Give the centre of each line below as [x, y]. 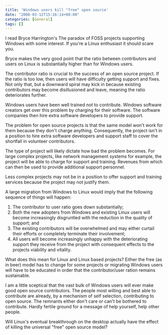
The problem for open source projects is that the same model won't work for [84, 125]
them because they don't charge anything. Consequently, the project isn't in [84, 131]
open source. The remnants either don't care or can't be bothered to [76, 301]
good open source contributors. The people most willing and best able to [80, 291]
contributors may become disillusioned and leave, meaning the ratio [75, 90]
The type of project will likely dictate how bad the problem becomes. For [80, 151]
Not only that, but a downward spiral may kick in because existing [73, 85]
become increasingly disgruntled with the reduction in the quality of [82, 218]
